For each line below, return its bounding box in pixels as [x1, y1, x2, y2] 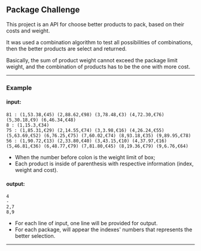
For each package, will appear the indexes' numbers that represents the [14, 226, 193, 233]
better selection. [14, 232, 56, 240]
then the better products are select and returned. [6, 45, 127, 52]
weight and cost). [14, 166, 59, 173]
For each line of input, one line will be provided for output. [14, 220, 158, 227]
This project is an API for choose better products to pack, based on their [6, 20, 184, 28]
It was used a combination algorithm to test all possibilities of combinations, [6, 38, 193, 46]
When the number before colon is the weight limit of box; [14, 153, 156, 161]
